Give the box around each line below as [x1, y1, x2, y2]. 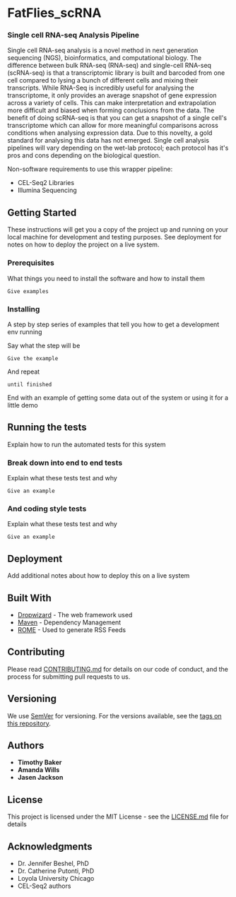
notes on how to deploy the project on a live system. [7, 240, 160, 249]
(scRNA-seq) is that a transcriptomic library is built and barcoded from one [7, 69, 225, 77]
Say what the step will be [7, 341, 81, 350]
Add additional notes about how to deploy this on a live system [7, 571, 190, 580]
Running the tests [7, 422, 87, 434]
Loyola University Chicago [17, 874, 95, 882]
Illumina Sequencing [17, 186, 78, 195]
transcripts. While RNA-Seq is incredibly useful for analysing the [7, 83, 194, 93]
